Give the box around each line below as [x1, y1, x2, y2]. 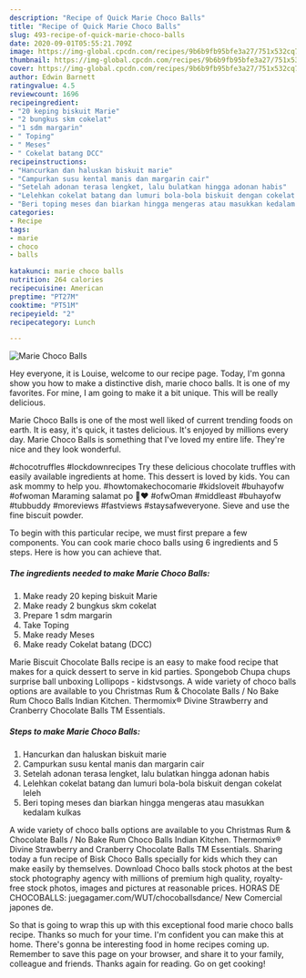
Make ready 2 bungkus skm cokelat [22, 600, 157, 611]
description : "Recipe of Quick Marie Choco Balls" [9, 13, 206, 23]
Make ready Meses [22, 629, 96, 640]
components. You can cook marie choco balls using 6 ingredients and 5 [9, 537, 279, 548]
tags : [9, 225, 30, 234]
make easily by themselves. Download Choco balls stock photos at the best [9, 863, 293, 874]
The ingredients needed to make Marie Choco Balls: [9, 567, 210, 578]
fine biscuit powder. [9, 510, 84, 521]
